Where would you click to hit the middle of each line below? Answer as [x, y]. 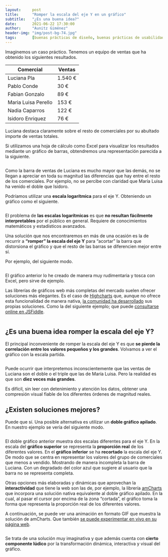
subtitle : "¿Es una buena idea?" [42, 19]
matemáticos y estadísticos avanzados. [46, 226]
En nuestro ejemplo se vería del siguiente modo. [55, 427]
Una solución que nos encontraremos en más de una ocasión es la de [77, 236]
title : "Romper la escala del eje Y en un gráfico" [66, 14]
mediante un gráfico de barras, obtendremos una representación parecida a [83, 151]
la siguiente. [18, 156]
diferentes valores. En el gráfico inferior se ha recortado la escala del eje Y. [84, 452]
